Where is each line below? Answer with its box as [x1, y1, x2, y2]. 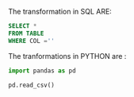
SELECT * [8, 22, 37, 30]
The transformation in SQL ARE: [8, 7, 113, 16]
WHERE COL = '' [8, 37, 56, 45]
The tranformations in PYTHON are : [8, 51, 127, 60]
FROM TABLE [8, 29, 44, 37]
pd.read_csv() [8, 81, 56, 89]
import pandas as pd [8, 67, 77, 75]
